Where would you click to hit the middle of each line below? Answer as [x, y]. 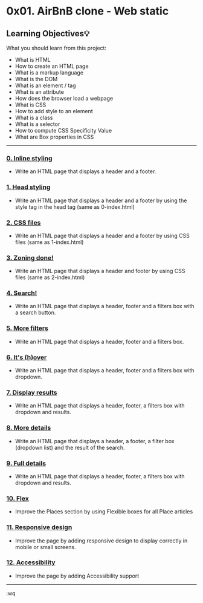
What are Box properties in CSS [54, 137]
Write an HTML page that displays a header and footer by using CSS [100, 271]
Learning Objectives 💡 [48, 34]
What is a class [34, 117]
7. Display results [32, 393]
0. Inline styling [29, 158]
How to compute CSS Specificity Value [63, 130]
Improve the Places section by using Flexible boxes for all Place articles [104, 512]
